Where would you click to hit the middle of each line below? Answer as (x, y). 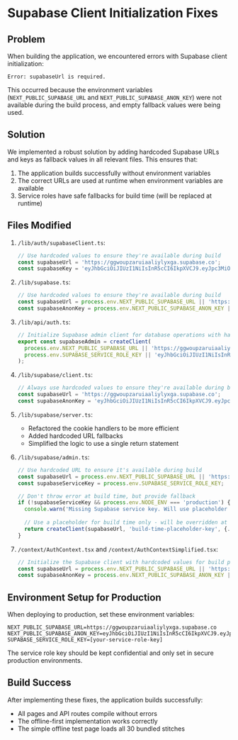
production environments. (45, 661)
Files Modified (40, 226)
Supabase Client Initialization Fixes (113, 13)
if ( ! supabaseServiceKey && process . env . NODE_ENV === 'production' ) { (124, 503)
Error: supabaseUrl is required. (57, 77)
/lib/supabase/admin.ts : (53, 457)
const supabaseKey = (48, 269)
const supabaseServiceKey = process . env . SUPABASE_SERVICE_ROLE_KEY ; (121, 483)
